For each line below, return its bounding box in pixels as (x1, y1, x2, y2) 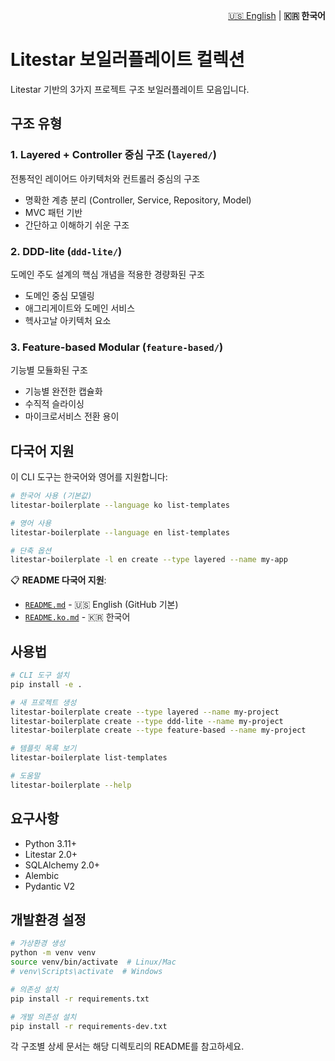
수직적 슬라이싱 (24, 398, 85, 410)
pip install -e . (10, 679, 83, 689)
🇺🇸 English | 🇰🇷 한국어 (228, 10, 326, 21)
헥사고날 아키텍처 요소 (24, 314, 112, 326)
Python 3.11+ (24, 837, 78, 849)
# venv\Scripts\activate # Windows (10, 967, 163, 977)
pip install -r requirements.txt (10, 994, 150, 1004)
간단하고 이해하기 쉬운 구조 (24, 219, 130, 231)
